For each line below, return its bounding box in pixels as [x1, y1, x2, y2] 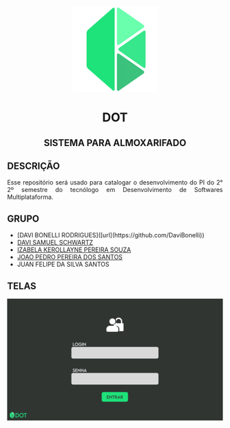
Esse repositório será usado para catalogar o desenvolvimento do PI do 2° [7, 178, 223, 187]
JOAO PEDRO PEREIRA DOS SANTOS [16, 253, 123, 261]
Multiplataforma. [7, 193, 53, 201]
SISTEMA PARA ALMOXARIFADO [43, 136, 187, 149]
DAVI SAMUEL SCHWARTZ [16, 239, 94, 247]
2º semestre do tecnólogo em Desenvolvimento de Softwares [7, 186, 223, 194]
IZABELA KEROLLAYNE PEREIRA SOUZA [16, 246, 131, 254]
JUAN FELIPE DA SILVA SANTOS [16, 260, 110, 269]
